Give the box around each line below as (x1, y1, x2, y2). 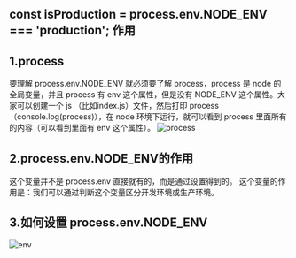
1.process (9, 53, 65, 69)
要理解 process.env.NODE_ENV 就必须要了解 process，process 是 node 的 (9, 79, 282, 89)
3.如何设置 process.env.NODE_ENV (9, 216, 208, 231)
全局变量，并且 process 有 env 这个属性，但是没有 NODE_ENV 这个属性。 (9, 89, 277, 100)
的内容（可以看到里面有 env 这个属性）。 (9, 123, 155, 133)
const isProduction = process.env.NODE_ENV (9, 7, 268, 22)
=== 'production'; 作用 (9, 23, 136, 38)
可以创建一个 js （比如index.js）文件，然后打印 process (16, 101, 220, 111)
